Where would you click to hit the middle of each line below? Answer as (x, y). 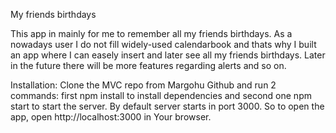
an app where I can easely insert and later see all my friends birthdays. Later (168, 55)
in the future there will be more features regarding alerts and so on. (148, 65)
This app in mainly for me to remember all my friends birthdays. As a (151, 33)
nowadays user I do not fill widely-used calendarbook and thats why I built (163, 44)
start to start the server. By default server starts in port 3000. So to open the (167, 106)
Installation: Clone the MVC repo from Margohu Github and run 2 (143, 85)
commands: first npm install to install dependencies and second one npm (161, 95)
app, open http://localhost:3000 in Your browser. (111, 117)
